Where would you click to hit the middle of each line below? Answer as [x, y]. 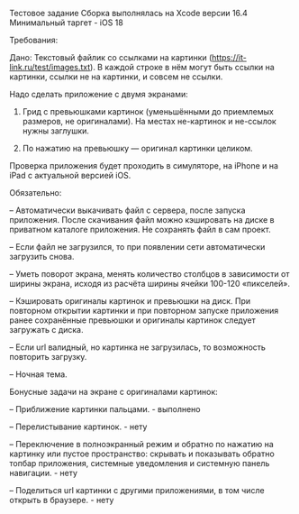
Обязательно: [36, 193]
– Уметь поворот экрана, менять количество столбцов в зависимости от [149, 274]
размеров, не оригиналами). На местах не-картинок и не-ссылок [149, 121]
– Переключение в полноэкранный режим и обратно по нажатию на [141, 444]
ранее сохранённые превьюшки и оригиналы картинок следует [132, 320]
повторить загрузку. [48, 357]
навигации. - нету [44, 473]
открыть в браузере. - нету [62, 500]
